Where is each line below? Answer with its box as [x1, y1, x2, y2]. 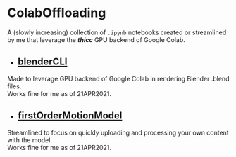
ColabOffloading [7, 5, 106, 21]
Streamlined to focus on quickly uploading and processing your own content [7, 128, 229, 137]
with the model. [7, 135, 53, 144]
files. [7, 82, 22, 90]
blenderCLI [17, 56, 68, 68]
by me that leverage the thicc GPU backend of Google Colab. [7, 35, 185, 43]
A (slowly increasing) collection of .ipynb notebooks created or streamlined [7, 28, 227, 36]
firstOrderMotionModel [17, 110, 123, 122]
